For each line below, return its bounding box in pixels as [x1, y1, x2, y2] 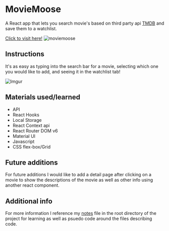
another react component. [5, 182, 60, 188]
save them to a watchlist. [5, 25, 57, 31]
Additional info [5, 197, 53, 205]
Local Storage [12, 117, 42, 123]
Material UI [12, 133, 36, 139]
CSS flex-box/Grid [12, 143, 51, 149]
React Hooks [12, 112, 39, 118]
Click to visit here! [5, 35, 43, 41]
